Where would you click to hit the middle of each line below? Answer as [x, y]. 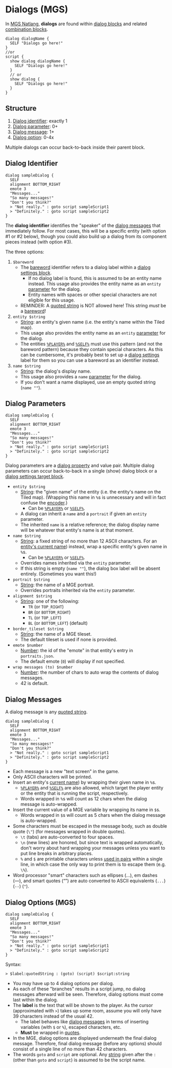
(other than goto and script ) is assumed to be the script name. [79, 1060]
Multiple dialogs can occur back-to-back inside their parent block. [75, 147]
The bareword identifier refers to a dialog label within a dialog [85, 267]
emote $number [28, 645]
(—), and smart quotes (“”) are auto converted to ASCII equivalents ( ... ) [89, 881]
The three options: [25, 252]
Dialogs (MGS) [37, 10]
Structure [21, 108]
